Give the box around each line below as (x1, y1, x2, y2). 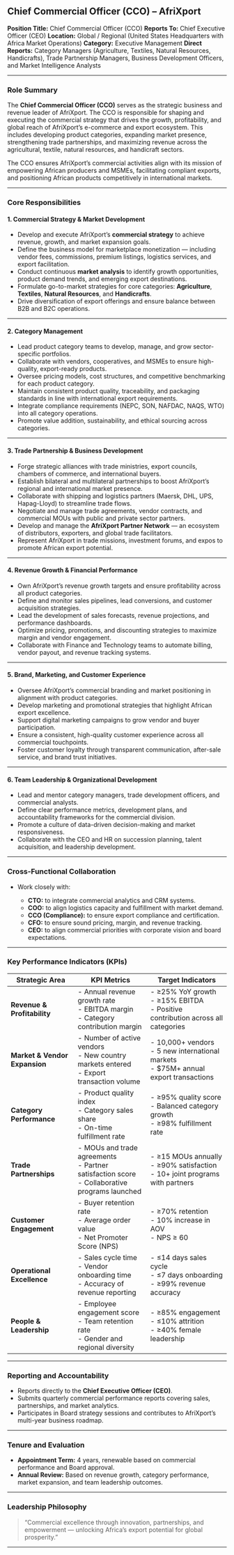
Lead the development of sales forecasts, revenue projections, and (17, 611, 210, 619)
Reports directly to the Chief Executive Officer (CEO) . (17, 1387, 173, 1395)
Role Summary (7, 85, 58, 95)
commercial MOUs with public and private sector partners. (17, 514, 186, 522)
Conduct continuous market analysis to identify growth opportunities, (17, 268, 219, 276)
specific (17, 350, 40, 358)
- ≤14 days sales (150, 1252, 207, 1262)
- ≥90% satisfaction (150, 1160, 217, 1170)
